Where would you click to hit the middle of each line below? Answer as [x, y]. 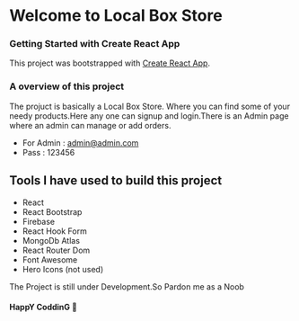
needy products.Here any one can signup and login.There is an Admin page [149, 116]
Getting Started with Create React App [95, 44]
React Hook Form [54, 231]
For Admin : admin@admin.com [80, 143]
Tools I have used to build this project [116, 181]
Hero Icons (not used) [63, 269]
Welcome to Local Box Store [116, 16]
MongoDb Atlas [51, 240]
